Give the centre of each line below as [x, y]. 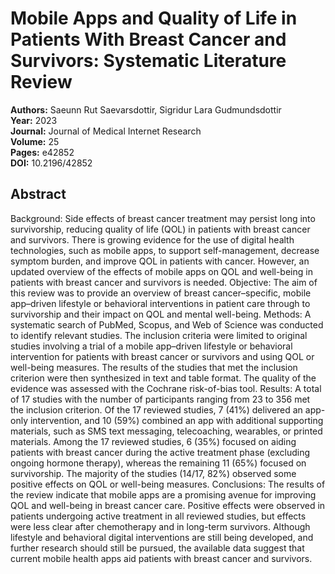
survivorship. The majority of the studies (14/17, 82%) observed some [153, 473]
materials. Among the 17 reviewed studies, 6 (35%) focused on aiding [153, 441]
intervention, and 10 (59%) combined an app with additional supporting [176, 420]
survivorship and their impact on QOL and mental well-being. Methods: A [161, 314]
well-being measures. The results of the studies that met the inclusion [154, 367]
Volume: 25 [35, 141]
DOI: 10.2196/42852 [51, 163]
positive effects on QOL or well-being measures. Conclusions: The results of [168, 484]
